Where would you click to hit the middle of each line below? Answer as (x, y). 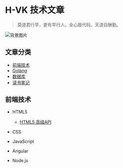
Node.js (20, 160)
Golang (19, 70)
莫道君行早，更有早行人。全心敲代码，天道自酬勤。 (69, 25)
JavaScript (23, 141)
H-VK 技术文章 (35, 10)
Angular (20, 151)
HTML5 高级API (35, 122)
